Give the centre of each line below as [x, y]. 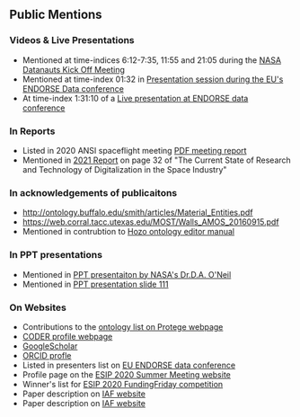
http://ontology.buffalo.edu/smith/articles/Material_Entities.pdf [137, 213]
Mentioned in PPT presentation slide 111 [95, 284]
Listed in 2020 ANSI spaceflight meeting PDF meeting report [134, 150]
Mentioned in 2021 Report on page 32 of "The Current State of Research [157, 160]
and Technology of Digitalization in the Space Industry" [124, 169]
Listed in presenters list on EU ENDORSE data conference [129, 365]
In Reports [32, 131]
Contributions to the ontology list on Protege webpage [123, 326]
